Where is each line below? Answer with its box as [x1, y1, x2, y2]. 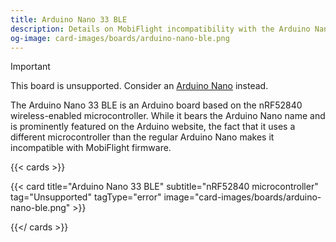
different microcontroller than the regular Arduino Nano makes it [10, 131, 275, 143]
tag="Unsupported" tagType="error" [10, 191, 162, 203]
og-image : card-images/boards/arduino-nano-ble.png [10, 33, 230, 43]
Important [10, 61, 51, 73]
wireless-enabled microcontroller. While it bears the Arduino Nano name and [10, 110, 326, 122]
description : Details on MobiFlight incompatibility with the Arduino [10, 24, 311, 34]
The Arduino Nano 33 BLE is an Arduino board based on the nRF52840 [10, 99, 303, 111]
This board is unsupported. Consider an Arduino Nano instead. [10, 80, 269, 92]
